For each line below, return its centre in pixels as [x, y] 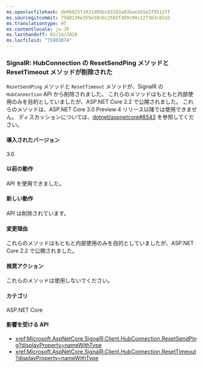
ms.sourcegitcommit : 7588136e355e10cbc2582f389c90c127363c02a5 [88, 18]
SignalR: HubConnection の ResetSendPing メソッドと [88, 63]
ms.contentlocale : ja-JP [38, 29]
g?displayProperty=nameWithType [59, 345]
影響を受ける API [27, 325]
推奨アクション [25, 266]
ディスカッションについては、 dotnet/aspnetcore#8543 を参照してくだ [106, 117]
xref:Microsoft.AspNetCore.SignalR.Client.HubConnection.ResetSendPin [106, 338]
